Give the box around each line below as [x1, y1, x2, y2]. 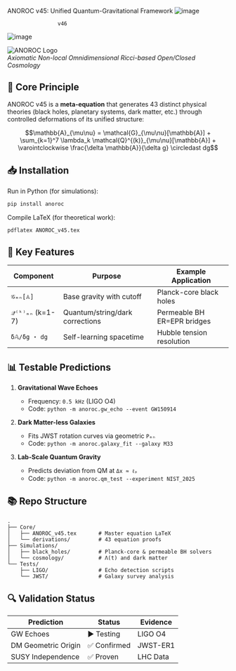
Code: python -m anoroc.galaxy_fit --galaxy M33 [27, 439, 173, 447]
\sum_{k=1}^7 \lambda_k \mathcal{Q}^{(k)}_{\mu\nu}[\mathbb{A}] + [20, 135, 216, 144]
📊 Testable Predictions [7, 361, 111, 373]
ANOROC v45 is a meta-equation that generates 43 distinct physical [7, 100, 207, 108]
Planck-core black [157, 288, 219, 298]
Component [13, 271, 54, 281]
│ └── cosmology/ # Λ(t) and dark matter [7, 554, 169, 562]
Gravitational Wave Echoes [17, 383, 98, 392]
